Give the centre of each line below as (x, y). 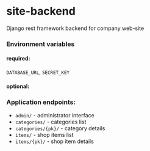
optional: (18, 86)
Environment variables (41, 44)
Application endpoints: (41, 102)
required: (18, 59)
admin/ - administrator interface (55, 115)
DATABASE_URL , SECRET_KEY (38, 72)
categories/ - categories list (51, 122)
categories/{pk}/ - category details (60, 128)
